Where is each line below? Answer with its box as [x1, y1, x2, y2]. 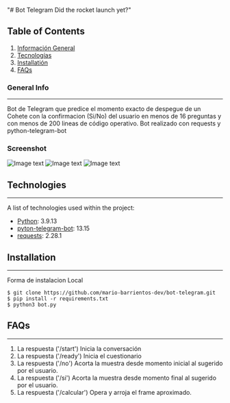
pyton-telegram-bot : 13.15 [16, 224, 90, 232]
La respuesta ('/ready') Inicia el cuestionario [16, 352, 142, 360]
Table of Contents [7, 25, 86, 37]
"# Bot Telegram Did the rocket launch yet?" [7, 6, 131, 14]
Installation [7, 252, 56, 263]
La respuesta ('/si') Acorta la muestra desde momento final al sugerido [16, 374, 217, 382]
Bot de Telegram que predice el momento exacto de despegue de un [7, 105, 201, 113]
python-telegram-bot [7, 127, 67, 135]
